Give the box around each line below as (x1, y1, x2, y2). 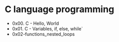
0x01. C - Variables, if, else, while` (12, 25, 83, 31)
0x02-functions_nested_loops (12, 31, 75, 37)
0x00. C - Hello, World (12, 20, 59, 26)
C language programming (5, 4, 114, 15)
